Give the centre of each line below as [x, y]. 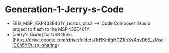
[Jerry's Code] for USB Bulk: [42, 34]
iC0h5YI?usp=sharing [35, 45]
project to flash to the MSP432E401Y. [51, 29]
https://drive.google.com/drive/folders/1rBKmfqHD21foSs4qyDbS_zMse [89, 40]
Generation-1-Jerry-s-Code [64, 9]
